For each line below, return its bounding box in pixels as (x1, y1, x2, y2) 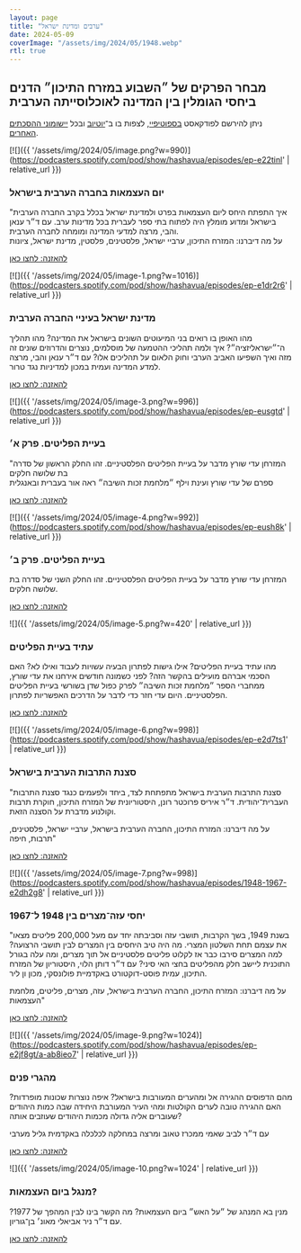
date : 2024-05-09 (9, 30, 75, 39)
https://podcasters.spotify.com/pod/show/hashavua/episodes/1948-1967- (12, 877, 288, 888)
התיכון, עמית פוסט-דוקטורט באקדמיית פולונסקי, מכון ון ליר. (9, 968, 208, 979)
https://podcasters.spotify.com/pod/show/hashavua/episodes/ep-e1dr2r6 (12, 280, 286, 291)
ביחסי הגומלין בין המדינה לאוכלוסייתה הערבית (9, 94, 257, 109)
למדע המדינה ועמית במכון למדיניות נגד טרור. (9, 361, 161, 371)
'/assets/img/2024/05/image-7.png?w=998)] (31, 867, 198, 878)
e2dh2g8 (9, 887, 43, 898)
